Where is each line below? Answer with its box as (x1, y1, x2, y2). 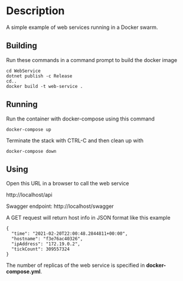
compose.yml (6, 268, 41, 275)
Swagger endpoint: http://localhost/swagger (6, 202, 114, 210)
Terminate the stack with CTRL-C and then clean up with (6, 137, 143, 144)
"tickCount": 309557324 (11, 246, 70, 252)
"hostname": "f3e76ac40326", (11, 236, 83, 242)
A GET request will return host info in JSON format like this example (6, 214, 171, 221)
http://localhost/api (6, 191, 53, 198)
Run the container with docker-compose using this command (6, 115, 155, 122)
